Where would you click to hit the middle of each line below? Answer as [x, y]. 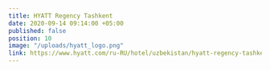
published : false [37, 31]
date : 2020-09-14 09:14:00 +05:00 [66, 23]
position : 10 [30, 38]
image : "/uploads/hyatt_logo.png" [66, 46]
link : [17, 53]
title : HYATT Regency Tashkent [61, 16]
